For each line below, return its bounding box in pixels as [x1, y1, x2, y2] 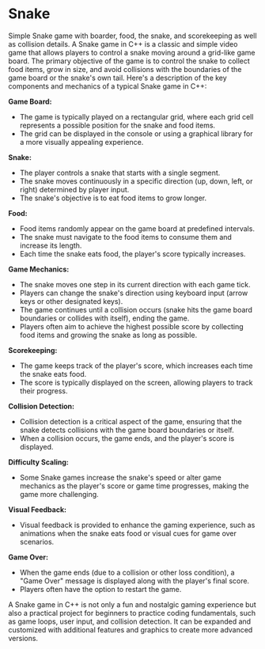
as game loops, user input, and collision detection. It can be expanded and [8, 617, 252, 626]
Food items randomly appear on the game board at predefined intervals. [19, 223, 256, 233]
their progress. [19, 385, 69, 396]
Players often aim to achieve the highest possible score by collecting [19, 321, 244, 331]
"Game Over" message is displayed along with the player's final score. [19, 575, 250, 586]
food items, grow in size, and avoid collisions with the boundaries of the [8, 64, 242, 74]
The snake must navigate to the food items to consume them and [19, 232, 232, 241]
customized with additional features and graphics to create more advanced [8, 624, 253, 634]
